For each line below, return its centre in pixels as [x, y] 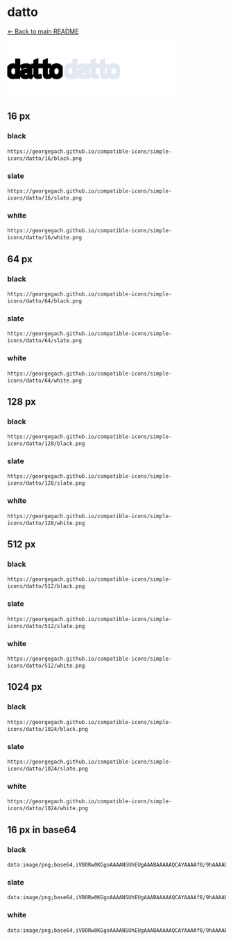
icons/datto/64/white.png [44, 380]
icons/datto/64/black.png [44, 301]
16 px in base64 [42, 829]
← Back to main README [43, 31]
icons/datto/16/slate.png [44, 198]
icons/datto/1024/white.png [48, 809]
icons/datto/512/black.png [46, 586]
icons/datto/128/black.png [46, 444]
